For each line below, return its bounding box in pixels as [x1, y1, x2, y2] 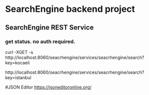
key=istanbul [5, 74, 31, 80]
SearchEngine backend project [5, 3, 135, 15]
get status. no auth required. [5, 38, 75, 45]
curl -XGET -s [5, 49, 33, 55]
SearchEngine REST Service [5, 23, 94, 32]
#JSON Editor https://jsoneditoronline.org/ [5, 84, 92, 90]
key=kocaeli [5, 59, 30, 65]
